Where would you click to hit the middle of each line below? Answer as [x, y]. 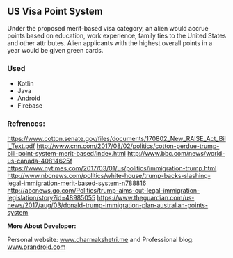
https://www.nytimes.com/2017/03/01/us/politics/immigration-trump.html [112, 168]
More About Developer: [42, 226]
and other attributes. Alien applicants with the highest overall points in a [110, 43]
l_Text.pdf [21, 146]
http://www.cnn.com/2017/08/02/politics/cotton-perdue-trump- [128, 146]
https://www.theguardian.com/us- [146, 198]
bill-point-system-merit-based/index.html [67, 154]
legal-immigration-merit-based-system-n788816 [77, 183]
